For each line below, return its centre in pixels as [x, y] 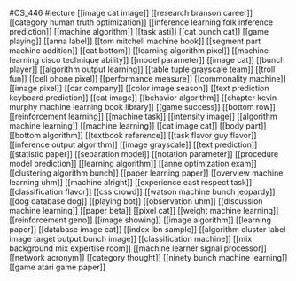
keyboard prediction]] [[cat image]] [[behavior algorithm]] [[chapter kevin [143, 98]
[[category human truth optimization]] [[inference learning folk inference [141, 22]
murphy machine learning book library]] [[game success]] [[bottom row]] [143, 107]
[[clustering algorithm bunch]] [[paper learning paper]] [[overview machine [146, 173]
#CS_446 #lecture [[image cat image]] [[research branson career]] [131, 13]
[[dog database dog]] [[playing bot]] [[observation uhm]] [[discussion [136, 201]
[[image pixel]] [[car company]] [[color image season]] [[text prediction [139, 88]
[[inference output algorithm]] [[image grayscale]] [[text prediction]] [133, 144]
